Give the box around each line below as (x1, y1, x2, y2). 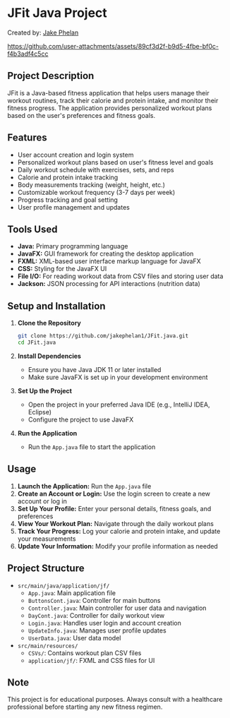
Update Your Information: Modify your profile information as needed (17, 542, 219, 550)
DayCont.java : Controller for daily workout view (28, 611, 165, 619)
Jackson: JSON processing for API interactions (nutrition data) (17, 280, 201, 288)
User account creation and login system (17, 150, 134, 159)
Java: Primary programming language (17, 242, 128, 251)
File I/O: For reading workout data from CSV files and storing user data (17, 272, 224, 280)
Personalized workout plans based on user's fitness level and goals (17, 157, 214, 167)
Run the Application (17, 429, 78, 437)
